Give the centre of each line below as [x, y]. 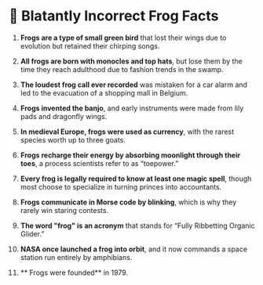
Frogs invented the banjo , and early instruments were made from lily [132, 108]
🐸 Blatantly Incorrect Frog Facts [114, 16]
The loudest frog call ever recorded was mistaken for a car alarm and [134, 85]
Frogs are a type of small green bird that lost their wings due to [123, 38]
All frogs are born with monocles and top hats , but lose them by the [131, 61]
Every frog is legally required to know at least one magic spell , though [136, 179]
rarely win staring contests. [64, 210]
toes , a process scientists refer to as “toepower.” [99, 163]
